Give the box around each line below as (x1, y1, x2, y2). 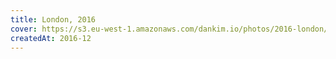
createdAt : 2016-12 (10, 33, 92, 43)
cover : (10, 24, 38, 34)
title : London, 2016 (10, 14, 97, 25)
